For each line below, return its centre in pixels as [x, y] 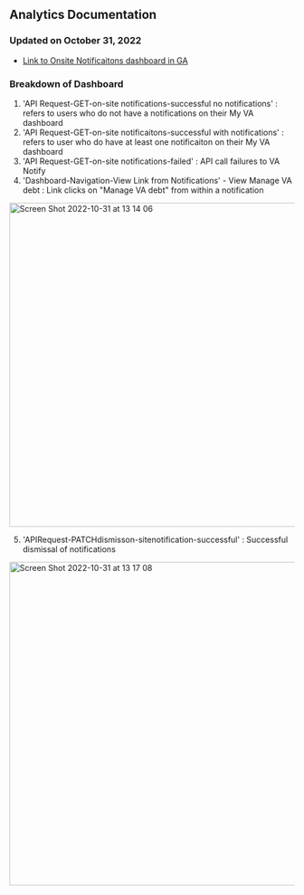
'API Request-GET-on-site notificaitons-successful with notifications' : [153, 132]
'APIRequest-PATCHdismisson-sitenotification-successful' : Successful [155, 539]
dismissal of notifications [69, 549]
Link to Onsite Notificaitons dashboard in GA [105, 60]
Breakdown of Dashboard [66, 83]
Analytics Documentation [83, 15]
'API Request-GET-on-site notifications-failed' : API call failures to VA [151, 161]
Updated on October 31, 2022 [76, 41]
